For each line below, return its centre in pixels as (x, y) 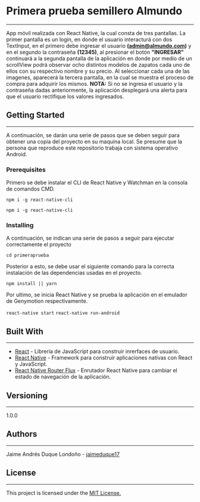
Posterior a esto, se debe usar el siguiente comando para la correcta (90, 267)
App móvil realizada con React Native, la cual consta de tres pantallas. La (96, 33)
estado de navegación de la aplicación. (63, 377)
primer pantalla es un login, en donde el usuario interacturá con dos (89, 39)
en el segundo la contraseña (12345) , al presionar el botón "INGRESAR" (95, 52)
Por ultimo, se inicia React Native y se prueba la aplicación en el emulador (97, 295)
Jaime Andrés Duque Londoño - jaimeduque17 (63, 454)
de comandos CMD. (31, 189)
